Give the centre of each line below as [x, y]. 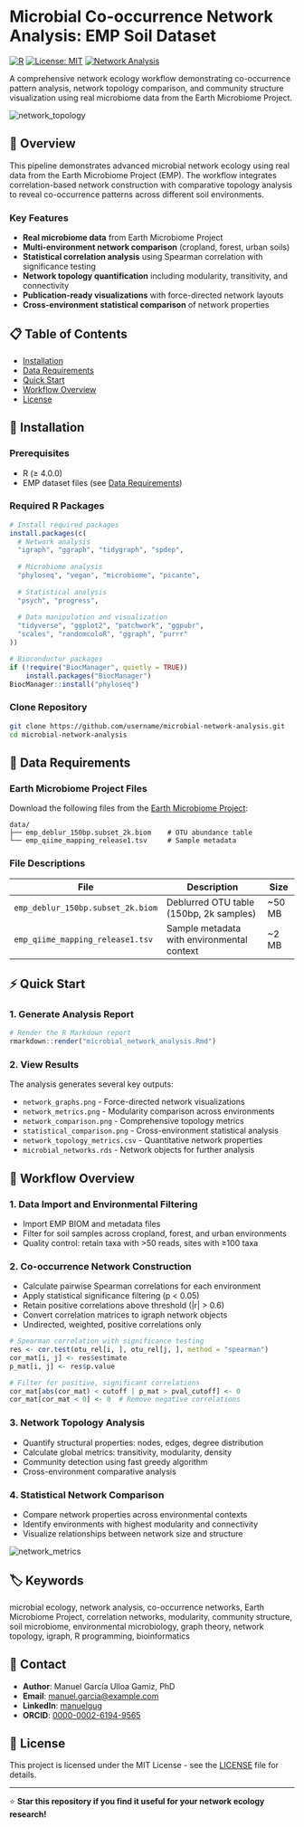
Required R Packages [57, 506]
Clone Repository [48, 708]
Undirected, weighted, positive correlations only [112, 1325]
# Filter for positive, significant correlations [105, 1383]
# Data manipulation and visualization [93, 617]
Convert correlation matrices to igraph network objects [125, 1315]
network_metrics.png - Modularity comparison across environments [148, 1111]
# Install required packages [64, 525]
